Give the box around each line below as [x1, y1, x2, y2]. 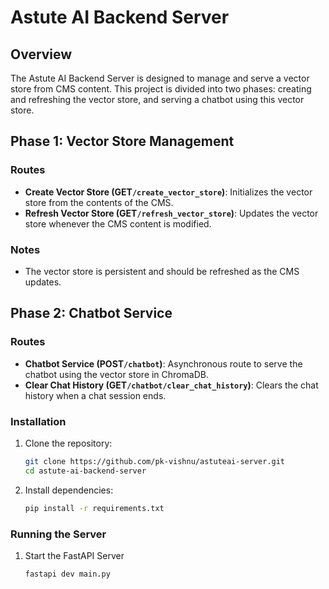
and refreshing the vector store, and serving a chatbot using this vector [10, 94, 305, 105]
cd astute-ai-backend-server [24, 466, 147, 476]
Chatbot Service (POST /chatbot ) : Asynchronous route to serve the [24, 357, 303, 370]
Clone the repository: [24, 437, 113, 449]
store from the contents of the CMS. [24, 196, 174, 208]
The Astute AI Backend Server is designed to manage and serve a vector [10, 72, 310, 84]
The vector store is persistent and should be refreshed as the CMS [24, 265, 300, 277]
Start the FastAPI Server [24, 549, 125, 561]
